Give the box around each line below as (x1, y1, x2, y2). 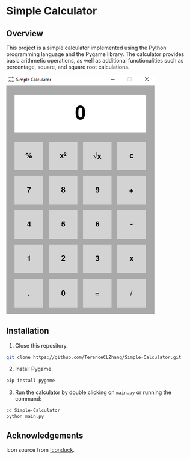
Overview (6, 28, 44, 39)
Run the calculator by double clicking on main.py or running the (14, 389, 171, 396)
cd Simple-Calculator (6, 407, 61, 413)
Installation (6, 326, 49, 336)
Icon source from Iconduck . (6, 446, 75, 454)
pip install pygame (6, 378, 55, 384)
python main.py (6, 414, 44, 420)
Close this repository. (14, 342, 68, 349)
